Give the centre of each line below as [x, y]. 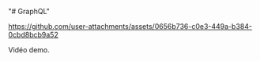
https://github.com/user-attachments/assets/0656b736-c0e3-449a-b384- [130, 26]
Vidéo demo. [29, 50]
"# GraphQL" [29, 11]
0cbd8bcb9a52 [34, 35]
